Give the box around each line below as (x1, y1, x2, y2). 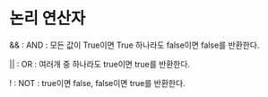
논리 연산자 (9, 8, 86, 29)
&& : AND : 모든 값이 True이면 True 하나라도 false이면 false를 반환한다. (9, 40, 260, 50)
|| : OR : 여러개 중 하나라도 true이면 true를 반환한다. (9, 58, 191, 69)
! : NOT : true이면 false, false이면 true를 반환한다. (9, 77, 186, 88)
